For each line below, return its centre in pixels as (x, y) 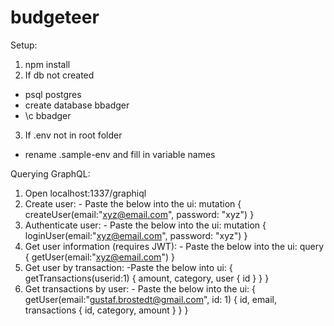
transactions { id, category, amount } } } (106, 310)
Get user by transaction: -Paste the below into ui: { (128, 267)
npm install (47, 64)
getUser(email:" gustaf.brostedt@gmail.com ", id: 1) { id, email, (150, 299)
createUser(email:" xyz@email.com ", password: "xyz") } (139, 214)
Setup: (24, 45)
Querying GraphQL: (50, 173)
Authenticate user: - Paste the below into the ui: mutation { (145, 225)
